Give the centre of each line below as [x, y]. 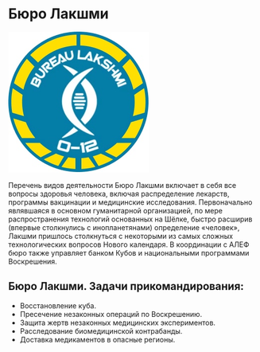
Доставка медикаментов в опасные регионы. [97, 339]
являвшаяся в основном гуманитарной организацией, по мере [116, 210]
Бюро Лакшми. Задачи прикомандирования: [126, 286]
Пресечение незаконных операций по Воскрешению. [111, 314]
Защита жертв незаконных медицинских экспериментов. [118, 323]
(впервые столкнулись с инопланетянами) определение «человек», [124, 227]
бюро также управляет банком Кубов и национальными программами [129, 252]
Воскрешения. [33, 261]
